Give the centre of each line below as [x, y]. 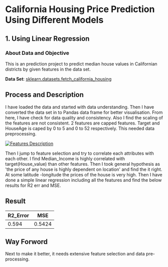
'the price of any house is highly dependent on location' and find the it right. [84, 169]
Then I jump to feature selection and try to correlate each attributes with [80, 153]
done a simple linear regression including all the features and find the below [83, 180]
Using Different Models [54, 20]
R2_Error [18, 215]
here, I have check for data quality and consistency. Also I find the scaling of [84, 117]
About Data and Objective [37, 53]
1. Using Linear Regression [47, 39]
